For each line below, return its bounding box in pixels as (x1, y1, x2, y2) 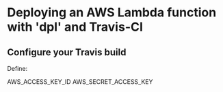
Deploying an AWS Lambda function (7, 5, 217, 20)
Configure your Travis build (7, 46, 127, 58)
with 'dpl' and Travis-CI (7, 19, 144, 35)
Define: (7, 65, 28, 72)
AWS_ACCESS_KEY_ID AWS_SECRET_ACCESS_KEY (7, 78, 153, 86)
